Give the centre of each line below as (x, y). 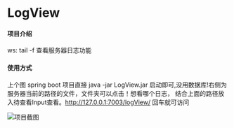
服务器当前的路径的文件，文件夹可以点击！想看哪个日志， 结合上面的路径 (113, 93)
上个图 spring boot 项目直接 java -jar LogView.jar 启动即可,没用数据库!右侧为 (117, 85)
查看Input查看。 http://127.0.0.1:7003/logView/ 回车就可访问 (104, 102)
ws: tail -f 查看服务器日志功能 (50, 50)
